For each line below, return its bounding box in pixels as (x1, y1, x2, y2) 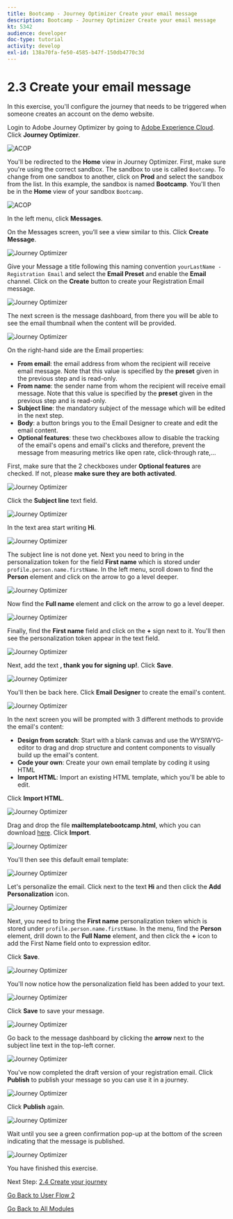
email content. (17, 426, 58, 434)
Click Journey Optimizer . (7, 130, 81, 139)
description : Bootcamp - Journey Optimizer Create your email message (7, 17, 216, 24)
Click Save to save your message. (7, 1006, 104, 1015)
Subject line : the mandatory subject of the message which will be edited (17, 404, 226, 412)
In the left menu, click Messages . (7, 214, 103, 222)
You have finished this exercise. (7, 1164, 99, 1172)
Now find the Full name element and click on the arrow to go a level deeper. (7, 599, 225, 607)
